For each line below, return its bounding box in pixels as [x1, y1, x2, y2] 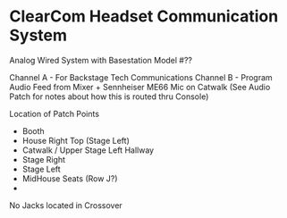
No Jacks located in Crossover [9, 199, 122, 211]
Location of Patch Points [9, 108, 100, 119]
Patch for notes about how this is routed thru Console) [9, 91, 209, 102]
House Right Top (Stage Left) [21, 135, 130, 146]
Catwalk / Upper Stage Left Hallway [21, 145, 155, 155]
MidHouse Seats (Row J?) [21, 172, 118, 184]
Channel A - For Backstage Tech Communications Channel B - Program [9, 71, 273, 82]
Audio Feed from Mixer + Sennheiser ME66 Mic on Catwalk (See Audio [9, 81, 271, 92]
